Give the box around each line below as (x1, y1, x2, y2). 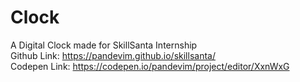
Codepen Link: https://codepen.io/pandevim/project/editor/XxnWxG (10, 60, 290, 72)
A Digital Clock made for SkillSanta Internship (10, 39, 198, 51)
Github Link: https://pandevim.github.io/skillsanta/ (10, 49, 216, 61)
